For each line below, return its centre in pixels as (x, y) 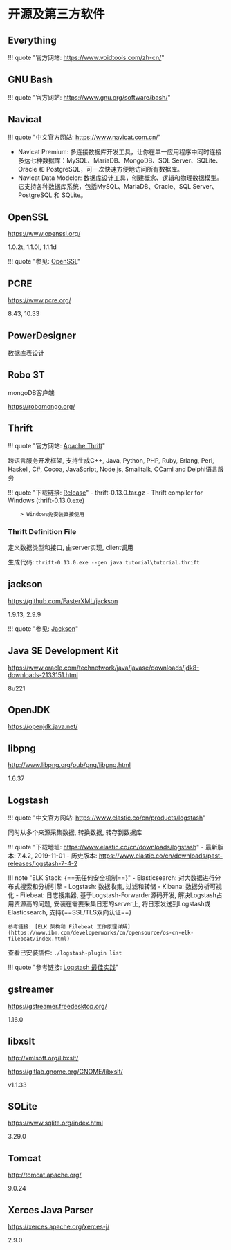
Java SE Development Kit (63, 651)
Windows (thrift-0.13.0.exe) (46, 500)
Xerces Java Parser (51, 1210)
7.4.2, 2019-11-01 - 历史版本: (57, 856)
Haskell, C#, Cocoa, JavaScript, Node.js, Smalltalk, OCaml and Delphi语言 (113, 469)
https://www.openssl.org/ (44, 234)
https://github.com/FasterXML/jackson (63, 601)
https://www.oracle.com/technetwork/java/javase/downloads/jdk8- (104, 668)
